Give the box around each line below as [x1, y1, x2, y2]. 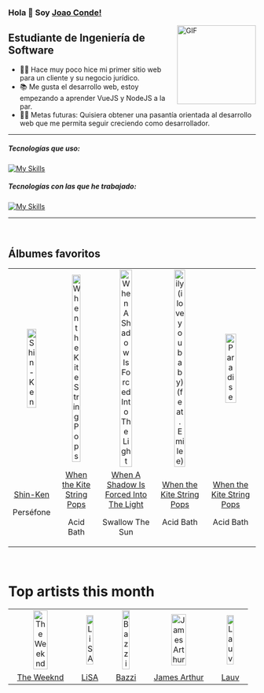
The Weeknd [16, 672, 64, 683]
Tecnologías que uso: [8, 143, 81, 153]
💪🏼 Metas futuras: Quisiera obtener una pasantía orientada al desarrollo [19, 110, 252, 119]
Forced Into [104, 489, 148, 500]
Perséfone [13, 507, 51, 518]
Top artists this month [8, 583, 155, 600]
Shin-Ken [13, 489, 49, 500]
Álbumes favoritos [8, 248, 101, 261]
